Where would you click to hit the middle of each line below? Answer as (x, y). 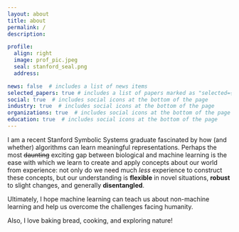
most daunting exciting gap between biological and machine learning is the (117, 155)
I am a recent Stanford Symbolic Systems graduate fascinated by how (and (117, 139)
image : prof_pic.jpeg (46, 60)
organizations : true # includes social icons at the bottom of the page (119, 113)
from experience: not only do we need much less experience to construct (115, 170)
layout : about (28, 14)
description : (27, 34)
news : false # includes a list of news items (78, 86)
